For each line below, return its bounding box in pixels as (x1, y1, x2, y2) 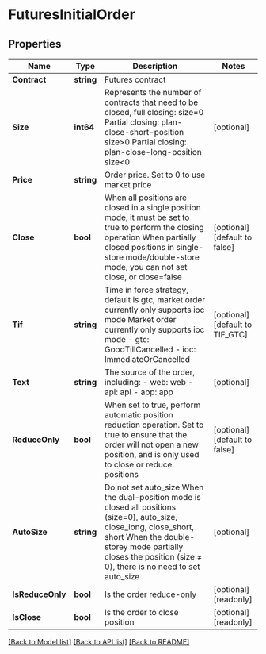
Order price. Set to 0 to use (104, 169, 206, 180)
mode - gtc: (104, 334, 150, 344)
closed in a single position (104, 202, 201, 213)
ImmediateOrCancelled (104, 354, 190, 364)
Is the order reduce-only (104, 589, 196, 600)
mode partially (129, 541, 184, 552)
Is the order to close (104, 607, 180, 617)
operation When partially (104, 232, 196, 243)
